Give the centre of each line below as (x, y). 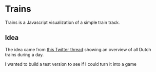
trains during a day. (24, 54)
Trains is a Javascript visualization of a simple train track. (63, 22)
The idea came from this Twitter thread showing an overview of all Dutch (78, 49)
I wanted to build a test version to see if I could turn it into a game (71, 64)
